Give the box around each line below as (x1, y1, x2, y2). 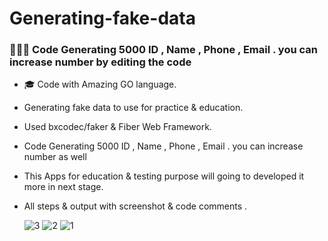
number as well (23, 151, 87, 163)
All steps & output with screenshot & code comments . (23, 200, 248, 212)
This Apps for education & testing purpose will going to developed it (23, 170, 305, 182)
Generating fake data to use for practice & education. (23, 102, 244, 114)
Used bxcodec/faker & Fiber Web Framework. (23, 121, 212, 133)
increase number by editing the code (9, 55, 192, 69)
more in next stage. (23, 181, 104, 193)
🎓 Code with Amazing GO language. (23, 78, 177, 91)
